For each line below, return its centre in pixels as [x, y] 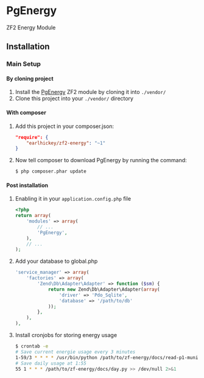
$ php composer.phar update [51, 171]
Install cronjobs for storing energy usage [66, 335]
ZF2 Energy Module [31, 27]
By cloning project [30, 78]
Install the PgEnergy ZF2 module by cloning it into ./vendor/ [90, 92]
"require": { [32, 137]
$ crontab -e [32, 346]
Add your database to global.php [56, 261]
